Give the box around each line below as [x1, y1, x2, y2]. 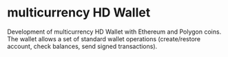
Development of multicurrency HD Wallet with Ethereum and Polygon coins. [7, 27, 222, 36]
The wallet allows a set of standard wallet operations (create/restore [7, 34, 201, 43]
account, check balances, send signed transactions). [7, 42, 158, 50]
